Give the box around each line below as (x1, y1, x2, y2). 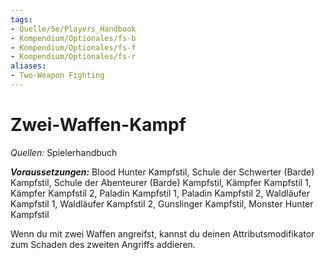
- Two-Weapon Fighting (10, 71, 105, 81)
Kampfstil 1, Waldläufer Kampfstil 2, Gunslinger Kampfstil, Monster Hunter (10, 197, 314, 210)
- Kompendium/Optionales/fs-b (10, 33, 137, 43)
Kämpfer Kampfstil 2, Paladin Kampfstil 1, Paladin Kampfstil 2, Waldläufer (10, 187, 311, 199)
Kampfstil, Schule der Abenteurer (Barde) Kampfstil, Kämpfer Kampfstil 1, (10, 176, 312, 188)
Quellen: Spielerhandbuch (10, 146, 118, 158)
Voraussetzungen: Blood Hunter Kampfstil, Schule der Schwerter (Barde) (10, 166, 315, 178)
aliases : (10, 61, 47, 71)
